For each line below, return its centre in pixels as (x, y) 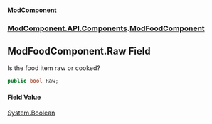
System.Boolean (31, 113)
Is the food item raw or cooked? (54, 68)
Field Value (24, 97)
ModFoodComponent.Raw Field (79, 51)
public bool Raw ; (33, 81)
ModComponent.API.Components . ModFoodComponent (106, 28)
